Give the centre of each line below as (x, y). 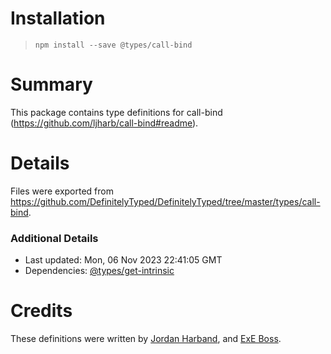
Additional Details (54, 238)
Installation (58, 18)
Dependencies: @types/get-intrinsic (99, 271)
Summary (51, 84)
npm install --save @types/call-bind (113, 45)
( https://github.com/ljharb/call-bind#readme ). (104, 123)
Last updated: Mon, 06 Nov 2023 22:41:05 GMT (123, 260)
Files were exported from (62, 191)
